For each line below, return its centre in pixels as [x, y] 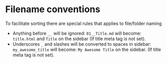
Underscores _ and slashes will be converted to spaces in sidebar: [82, 44]
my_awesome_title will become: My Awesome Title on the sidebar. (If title [87, 49]
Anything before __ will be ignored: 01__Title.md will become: [77, 33]
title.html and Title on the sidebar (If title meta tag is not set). [79, 39]
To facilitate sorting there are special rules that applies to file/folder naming [83, 23]
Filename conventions [53, 9]
